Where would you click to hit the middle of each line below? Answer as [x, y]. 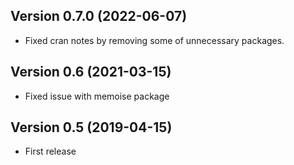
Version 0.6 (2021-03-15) [91, 72]
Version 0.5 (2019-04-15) [91, 127]
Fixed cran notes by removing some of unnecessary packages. [154, 40]
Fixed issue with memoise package [97, 96]
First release [50, 151]
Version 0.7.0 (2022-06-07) [99, 16]
